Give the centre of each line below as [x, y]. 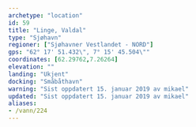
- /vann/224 [28, 111]
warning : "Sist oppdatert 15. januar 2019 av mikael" [99, 89]
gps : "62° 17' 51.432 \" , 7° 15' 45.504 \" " [79, 52]
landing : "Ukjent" [38, 74]
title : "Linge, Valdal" [47, 30]
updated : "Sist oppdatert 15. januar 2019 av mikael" [99, 96]
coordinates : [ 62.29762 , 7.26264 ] [63, 60]
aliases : [23, 103]
